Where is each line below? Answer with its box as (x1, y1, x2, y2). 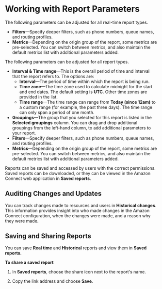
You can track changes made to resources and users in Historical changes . (5, 202, 157, 208)
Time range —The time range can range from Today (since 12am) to (19, 99, 156, 105)
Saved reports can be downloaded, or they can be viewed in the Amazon (5, 170, 151, 176)
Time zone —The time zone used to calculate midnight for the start (19, 83, 153, 89)
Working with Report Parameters (5, 3, 140, 15)
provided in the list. (19, 94, 58, 100)
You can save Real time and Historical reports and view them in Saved (5, 245, 147, 251)
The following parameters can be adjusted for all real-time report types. (5, 19, 148, 25)
